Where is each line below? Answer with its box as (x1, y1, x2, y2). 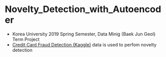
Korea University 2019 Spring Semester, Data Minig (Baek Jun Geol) (12, 31, 156, 37)
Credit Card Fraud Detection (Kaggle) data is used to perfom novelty (12, 41, 157, 47)
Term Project (12, 36, 40, 42)
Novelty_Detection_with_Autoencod (5, 4, 161, 15)
